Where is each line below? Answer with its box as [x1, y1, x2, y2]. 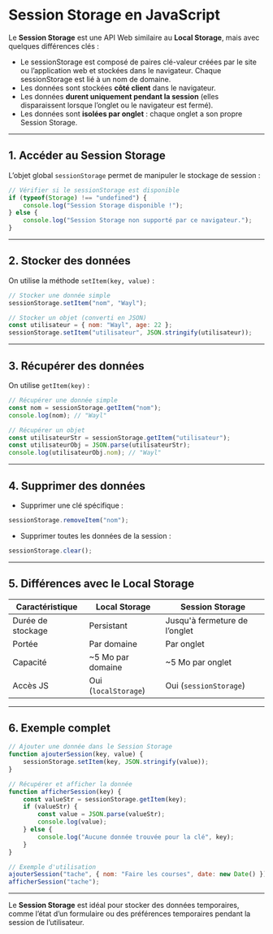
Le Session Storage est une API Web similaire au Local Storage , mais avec [8, 33, 260, 42]
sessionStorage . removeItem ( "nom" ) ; [8, 516, 129, 524]
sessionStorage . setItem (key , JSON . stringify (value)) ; [23, 758, 209, 766]
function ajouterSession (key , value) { [8, 750, 144, 758]
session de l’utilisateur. [8, 918, 85, 927]
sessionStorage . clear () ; [8, 547, 93, 555]
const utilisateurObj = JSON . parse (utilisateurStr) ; [8, 441, 191, 449]
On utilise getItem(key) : [8, 381, 90, 390]
